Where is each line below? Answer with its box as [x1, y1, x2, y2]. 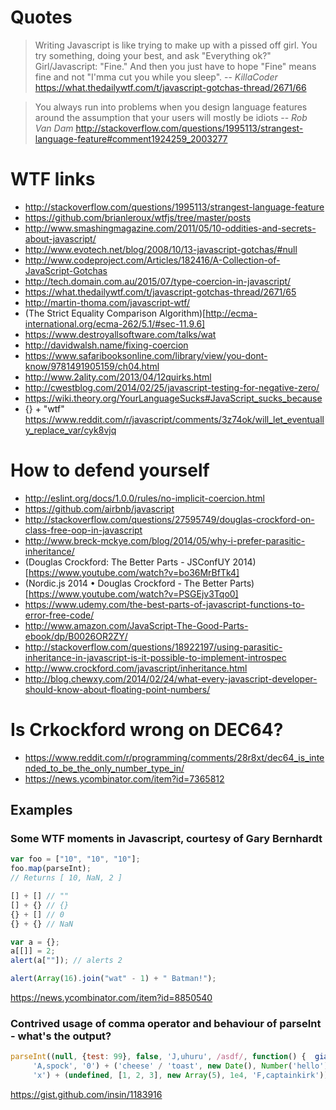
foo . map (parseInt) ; [10, 864, 92, 874]
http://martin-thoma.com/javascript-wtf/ [24, 296, 191, 308]
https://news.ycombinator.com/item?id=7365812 [24, 772, 225, 785]
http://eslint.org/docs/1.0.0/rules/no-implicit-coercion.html [24, 492, 265, 504]
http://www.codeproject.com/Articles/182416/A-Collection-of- [24, 254, 281, 266]
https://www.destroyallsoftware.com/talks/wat [24, 328, 217, 340]
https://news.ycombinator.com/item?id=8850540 [10, 992, 213, 1004]
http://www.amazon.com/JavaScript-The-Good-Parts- [24, 619, 249, 631]
